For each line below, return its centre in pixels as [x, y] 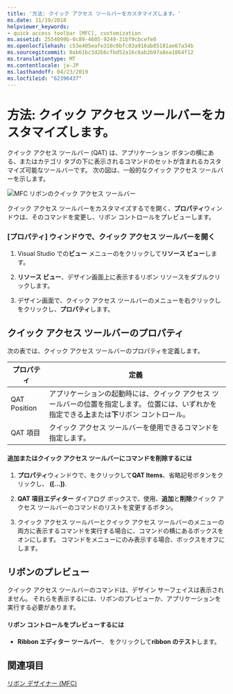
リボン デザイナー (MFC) [42, 684]
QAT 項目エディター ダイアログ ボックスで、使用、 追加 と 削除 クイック [116, 499]
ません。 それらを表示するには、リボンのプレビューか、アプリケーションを [114, 599]
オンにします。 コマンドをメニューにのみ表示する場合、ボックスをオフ [118, 539]
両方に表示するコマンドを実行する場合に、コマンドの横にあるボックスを [120, 531]
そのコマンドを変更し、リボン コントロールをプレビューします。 [123, 217]
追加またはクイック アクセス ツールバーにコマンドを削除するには [100, 458]
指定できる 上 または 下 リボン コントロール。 [119, 414]
